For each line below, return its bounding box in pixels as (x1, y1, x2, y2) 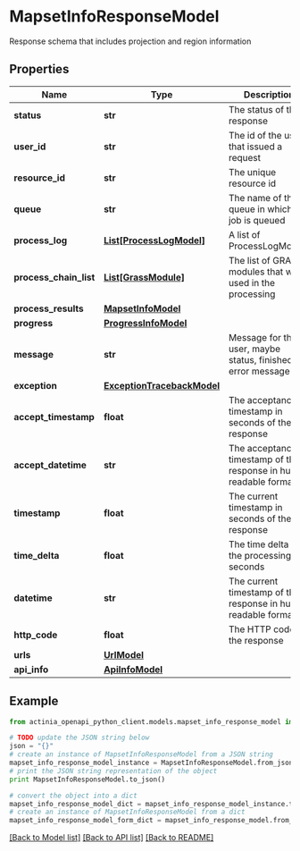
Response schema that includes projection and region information (9, 36, 252, 46)
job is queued (228, 214, 286, 226)
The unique (228, 165, 277, 178)
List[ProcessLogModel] (104, 234, 205, 247)
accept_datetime (13, 459, 87, 471)
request (228, 151, 262, 164)
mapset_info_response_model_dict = (9, 799, 142, 808)
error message (228, 365, 290, 377)
